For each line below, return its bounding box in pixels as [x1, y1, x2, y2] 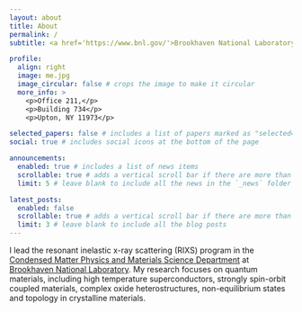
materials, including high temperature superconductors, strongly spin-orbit [9, 273, 286, 284]
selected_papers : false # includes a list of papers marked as [9, 129, 252, 138]
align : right [17, 63, 67, 72]
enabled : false [17, 203, 75, 212]
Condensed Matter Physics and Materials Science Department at [9, 254, 250, 265]
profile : [9, 55, 42, 64]
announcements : [9, 154, 67, 163]
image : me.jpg [17, 71, 70, 81]
